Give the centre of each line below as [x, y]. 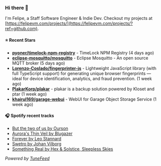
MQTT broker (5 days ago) [38, 63]
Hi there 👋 [17, 8]
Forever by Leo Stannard [37, 138]
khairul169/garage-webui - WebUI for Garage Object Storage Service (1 [84, 99]
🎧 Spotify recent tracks [29, 116]
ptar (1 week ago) [29, 94]
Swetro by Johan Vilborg [37, 144]
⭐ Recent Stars [20, 40]
